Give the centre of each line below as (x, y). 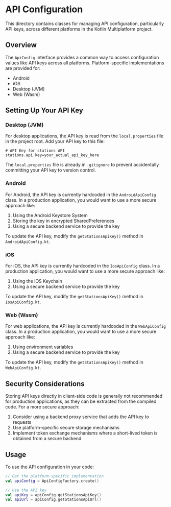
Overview (21, 45)
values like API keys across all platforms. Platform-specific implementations (85, 63)
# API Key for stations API (35, 151)
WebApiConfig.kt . (23, 368)
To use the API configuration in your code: (50, 467)
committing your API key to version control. (51, 170)
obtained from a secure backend (47, 439)
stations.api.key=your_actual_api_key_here (52, 155)
